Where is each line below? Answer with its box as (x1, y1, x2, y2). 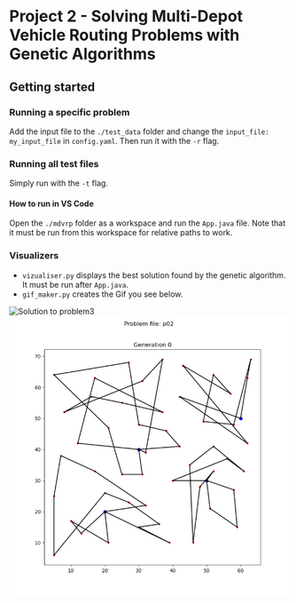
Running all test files (9, 157, 99, 170)
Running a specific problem (9, 106, 130, 118)
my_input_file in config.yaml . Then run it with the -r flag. (9, 135, 220, 146)
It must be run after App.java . (21, 279, 129, 290)
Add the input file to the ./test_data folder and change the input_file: (9, 126, 270, 137)
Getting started (9, 79, 96, 94)
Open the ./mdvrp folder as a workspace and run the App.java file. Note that (9, 218, 286, 228)
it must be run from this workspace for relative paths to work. (9, 227, 233, 238)
